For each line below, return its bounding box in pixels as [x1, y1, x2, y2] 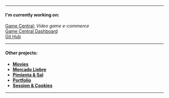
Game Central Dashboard [5, 28, 58, 34]
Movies [12, 61, 29, 67]
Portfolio [12, 77, 32, 83]
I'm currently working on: [5, 12, 59, 18]
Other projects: [5, 50, 38, 56]
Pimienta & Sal [12, 72, 44, 78]
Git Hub [5, 34, 21, 40]
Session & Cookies [12, 82, 53, 88]
